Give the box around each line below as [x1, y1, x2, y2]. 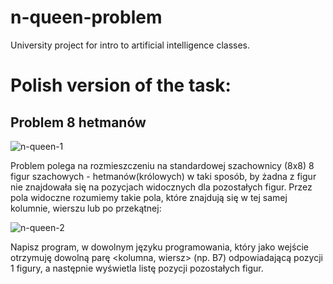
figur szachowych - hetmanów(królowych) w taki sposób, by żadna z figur [10, 170, 317, 182]
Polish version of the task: [10, 74, 232, 97]
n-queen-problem [10, 6, 163, 29]
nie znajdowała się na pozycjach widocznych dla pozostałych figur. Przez [10, 181, 313, 193]
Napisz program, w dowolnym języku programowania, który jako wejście [10, 241, 309, 253]
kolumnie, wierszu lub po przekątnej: [10, 202, 162, 214]
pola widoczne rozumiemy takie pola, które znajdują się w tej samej [10, 191, 288, 203]
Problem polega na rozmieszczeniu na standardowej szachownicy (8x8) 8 [10, 159, 315, 171]
